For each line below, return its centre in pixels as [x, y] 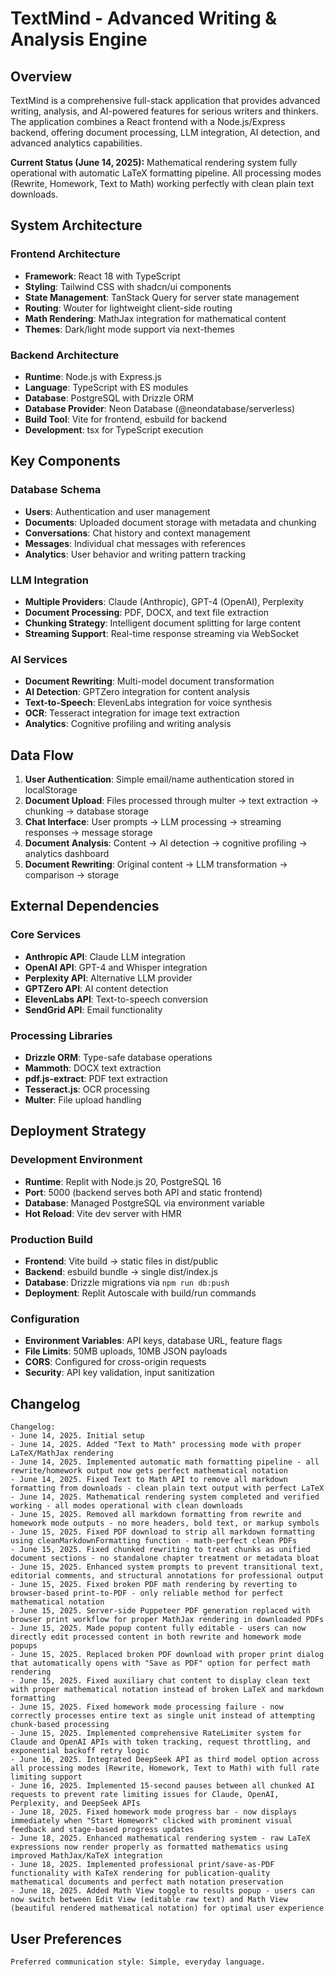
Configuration [45, 1319]
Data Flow [42, 755]
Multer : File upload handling [83, 1100]
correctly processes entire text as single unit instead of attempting [162, 1716]
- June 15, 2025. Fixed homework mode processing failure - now [147, 1707]
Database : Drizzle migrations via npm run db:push [127, 1283]
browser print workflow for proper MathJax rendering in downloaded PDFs [167, 1620]
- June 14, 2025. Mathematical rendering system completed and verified [165, 1497]
